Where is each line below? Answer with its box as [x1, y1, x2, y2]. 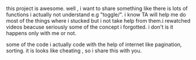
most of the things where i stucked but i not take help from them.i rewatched [6, 17, 191, 24]
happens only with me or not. [6, 30, 77, 37]
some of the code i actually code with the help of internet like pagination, [6, 41, 183, 48]
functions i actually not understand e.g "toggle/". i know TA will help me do [6, 11, 186, 18]
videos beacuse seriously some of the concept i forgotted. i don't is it [6, 23, 174, 30]
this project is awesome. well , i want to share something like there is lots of [6, 5, 188, 12]
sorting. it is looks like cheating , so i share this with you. [6, 47, 142, 54]
